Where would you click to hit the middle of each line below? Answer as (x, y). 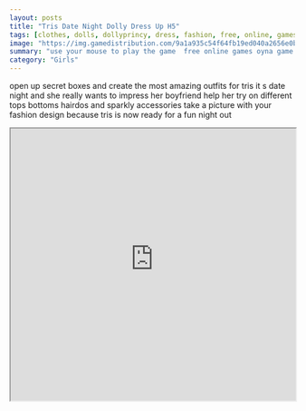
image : (22, 43)
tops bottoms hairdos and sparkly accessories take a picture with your (141, 105)
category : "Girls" (44, 60)
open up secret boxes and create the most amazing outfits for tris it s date (148, 86)
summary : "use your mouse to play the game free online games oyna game (152, 52)
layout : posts (36, 18)
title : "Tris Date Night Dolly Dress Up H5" (95, 26)
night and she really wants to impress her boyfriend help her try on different (151, 95)
